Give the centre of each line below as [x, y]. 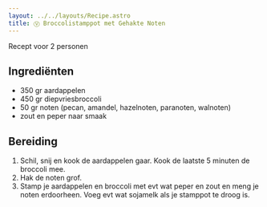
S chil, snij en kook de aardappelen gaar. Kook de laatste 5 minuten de [135, 160]
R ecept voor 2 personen [48, 46]
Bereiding [33, 141]
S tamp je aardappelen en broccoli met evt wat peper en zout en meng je [139, 186]
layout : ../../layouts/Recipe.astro [69, 16]
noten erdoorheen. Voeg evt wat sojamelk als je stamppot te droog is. [135, 195]
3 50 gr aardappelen [53, 91]
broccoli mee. [42, 169]
